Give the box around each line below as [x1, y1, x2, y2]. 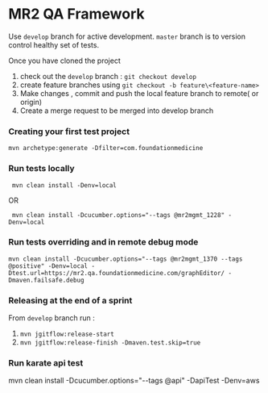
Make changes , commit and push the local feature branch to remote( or [19, 88, 259, 98]
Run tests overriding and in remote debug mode [8, 236, 199, 248]
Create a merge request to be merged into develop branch [19, 106, 214, 115]
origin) [19, 97, 43, 107]
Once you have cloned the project [8, 56, 121, 65]
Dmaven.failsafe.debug [8, 276, 85, 284]
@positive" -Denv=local [8, 261, 89, 270]
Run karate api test [8, 357, 84, 369]
